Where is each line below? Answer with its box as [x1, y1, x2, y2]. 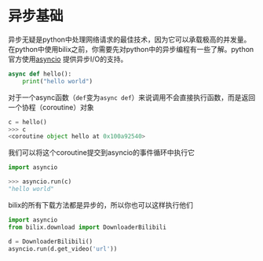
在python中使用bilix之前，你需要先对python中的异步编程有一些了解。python [8, 44, 254, 53]
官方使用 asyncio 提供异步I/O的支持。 [8, 54, 128, 64]
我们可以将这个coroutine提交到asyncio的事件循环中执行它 [8, 148, 195, 157]
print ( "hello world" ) [22, 77, 93, 85]
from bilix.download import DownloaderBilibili [8, 223, 167, 231]
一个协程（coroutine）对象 [8, 102, 94, 112]
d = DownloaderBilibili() [8, 237, 93, 245]
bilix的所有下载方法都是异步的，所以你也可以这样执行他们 [8, 200, 194, 209]
